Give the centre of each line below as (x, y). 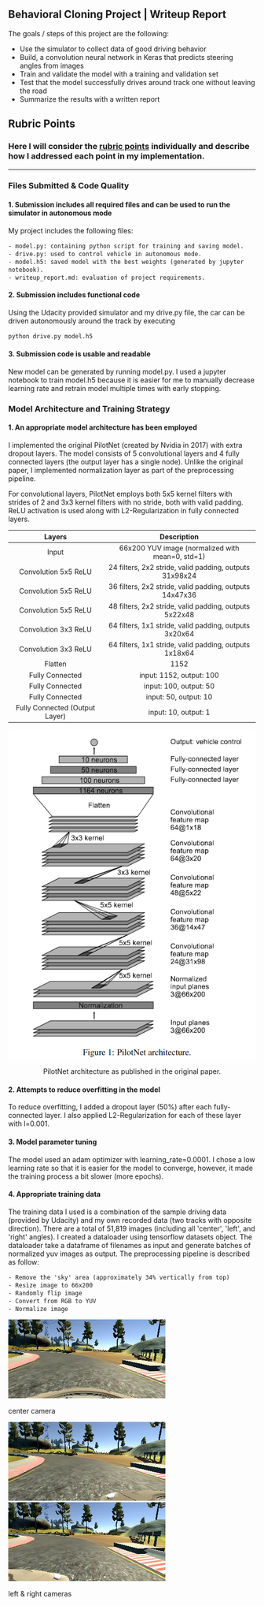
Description (179, 536)
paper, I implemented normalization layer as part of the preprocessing (121, 471)
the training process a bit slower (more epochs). (86, 1176)
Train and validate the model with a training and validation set (119, 74)
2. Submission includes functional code (74, 295)
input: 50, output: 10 (179, 697)
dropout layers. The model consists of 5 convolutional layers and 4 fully (124, 453)
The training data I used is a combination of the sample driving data (117, 1212)
